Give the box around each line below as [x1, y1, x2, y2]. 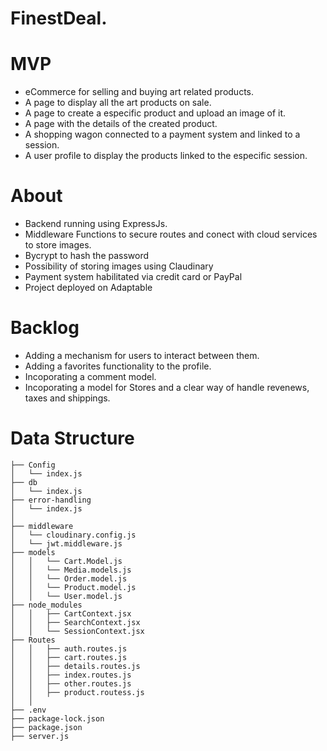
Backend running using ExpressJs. [24, 218, 168, 230]
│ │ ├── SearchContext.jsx [10, 617, 141, 627]
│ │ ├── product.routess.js [10, 687, 145, 697]
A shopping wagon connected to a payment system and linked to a [24, 128, 301, 141]
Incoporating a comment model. [24, 371, 157, 382]
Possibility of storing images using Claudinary [24, 260, 214, 272]
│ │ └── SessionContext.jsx [10, 626, 145, 636]
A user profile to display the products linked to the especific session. [24, 150, 308, 162]
